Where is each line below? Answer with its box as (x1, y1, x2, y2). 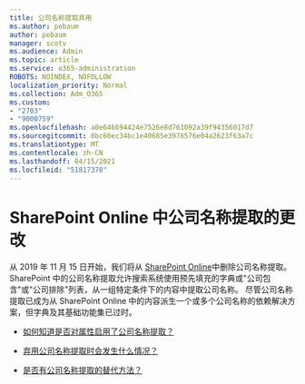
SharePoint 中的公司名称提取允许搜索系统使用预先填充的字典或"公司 (9, 273, 263, 284)
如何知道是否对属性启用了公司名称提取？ (22, 326, 174, 337)
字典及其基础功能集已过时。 (33, 307, 137, 318)
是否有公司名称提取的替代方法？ (22, 365, 143, 376)
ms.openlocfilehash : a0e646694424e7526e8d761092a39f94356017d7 (9, 123, 254, 133)
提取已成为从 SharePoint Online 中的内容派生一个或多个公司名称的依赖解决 (9, 296, 288, 307)
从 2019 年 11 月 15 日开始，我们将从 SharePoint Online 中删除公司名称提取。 (9, 261, 292, 272)
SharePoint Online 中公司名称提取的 (9, 207, 280, 228)
